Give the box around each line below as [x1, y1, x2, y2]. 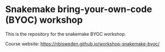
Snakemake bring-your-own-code [5, 4, 152, 15]
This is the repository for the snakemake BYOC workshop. [5, 31, 127, 37]
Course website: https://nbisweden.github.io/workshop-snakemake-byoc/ [5, 40, 160, 46]
